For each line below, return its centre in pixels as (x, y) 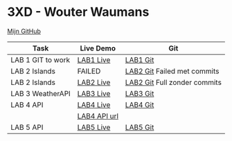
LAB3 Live (94, 93)
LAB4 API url (98, 116)
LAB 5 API (27, 127)
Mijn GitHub (24, 31)
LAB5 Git (140, 127)
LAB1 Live (94, 59)
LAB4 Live (94, 104)
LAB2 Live (94, 82)
